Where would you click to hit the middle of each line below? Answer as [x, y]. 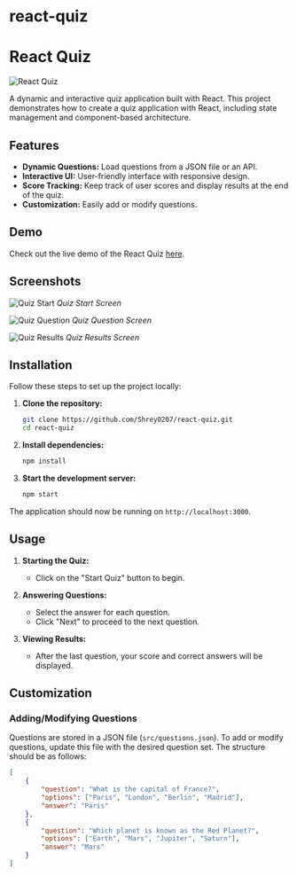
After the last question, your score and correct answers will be [149, 656]
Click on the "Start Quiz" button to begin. [110, 577]
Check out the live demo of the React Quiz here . [97, 254]
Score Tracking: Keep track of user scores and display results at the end [155, 185]
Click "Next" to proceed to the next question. [117, 622]
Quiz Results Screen [103, 337]
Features [34, 145]
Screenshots [45, 282]
